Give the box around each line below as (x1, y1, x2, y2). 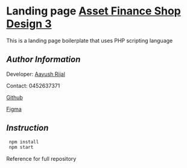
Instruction (6, 123, 49, 133)
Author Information (6, 54, 81, 64)
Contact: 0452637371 (6, 82, 60, 89)
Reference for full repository (6, 155, 77, 163)
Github (6, 93, 23, 101)
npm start (8, 145, 34, 151)
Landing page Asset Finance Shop (6, 4, 181, 18)
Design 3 (6, 17, 52, 31)
